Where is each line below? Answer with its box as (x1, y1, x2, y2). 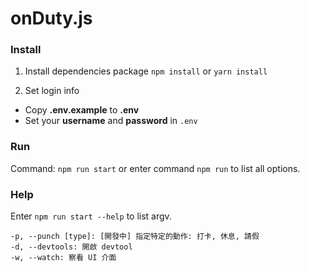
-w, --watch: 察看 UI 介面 (10, 253, 117, 263)
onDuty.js (10, 7, 93, 30)
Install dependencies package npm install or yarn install (24, 65, 268, 77)
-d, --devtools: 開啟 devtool (10, 242, 133, 252)
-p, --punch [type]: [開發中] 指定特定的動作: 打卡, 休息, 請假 (10, 232, 260, 242)
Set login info (24, 85, 80, 97)
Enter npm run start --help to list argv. (10, 210, 172, 222)
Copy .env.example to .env (24, 104, 140, 116)
